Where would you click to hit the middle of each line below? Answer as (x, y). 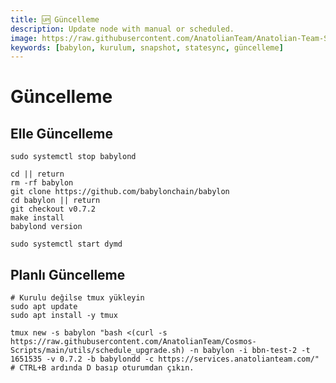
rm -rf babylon (42, 183)
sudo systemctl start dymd (66, 244)
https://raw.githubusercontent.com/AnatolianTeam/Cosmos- (133, 342)
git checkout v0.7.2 (53, 209)
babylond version (46, 227)
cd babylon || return (55, 201)
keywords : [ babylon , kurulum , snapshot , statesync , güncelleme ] (147, 47)
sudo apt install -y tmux (64, 316)
